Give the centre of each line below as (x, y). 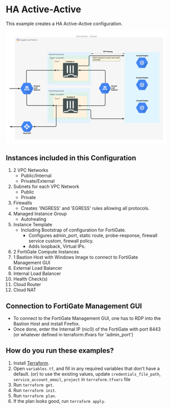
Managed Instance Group (40, 214)
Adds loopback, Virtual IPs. (57, 246)
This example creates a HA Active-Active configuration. (64, 24)
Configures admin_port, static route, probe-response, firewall (93, 235)
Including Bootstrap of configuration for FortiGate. (74, 230)
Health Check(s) (30, 279)
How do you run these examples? (60, 351)
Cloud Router (27, 285)
